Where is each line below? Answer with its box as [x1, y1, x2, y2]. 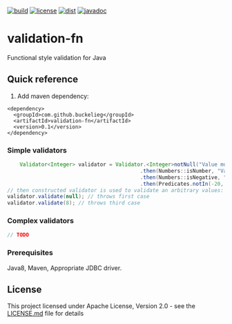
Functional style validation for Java [7, 53, 106, 61]
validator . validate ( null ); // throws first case [7, 193, 150, 200]
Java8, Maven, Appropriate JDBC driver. [7, 263, 122, 272]
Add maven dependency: [17, 92, 89, 100]
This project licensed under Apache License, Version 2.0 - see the [7, 302, 195, 310]
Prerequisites [7, 248, 53, 258]
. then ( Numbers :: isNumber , [139, 167, 215, 174]
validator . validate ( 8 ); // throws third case [7, 200, 140, 207]
